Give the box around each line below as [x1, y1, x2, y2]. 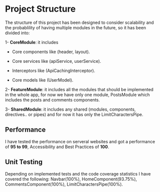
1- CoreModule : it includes [5, 39, 59, 45]
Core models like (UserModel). [12, 77, 74, 83]
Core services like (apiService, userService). [12, 58, 101, 64]
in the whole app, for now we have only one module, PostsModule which [5, 92, 150, 97]
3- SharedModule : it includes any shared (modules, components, [5, 106, 136, 112]
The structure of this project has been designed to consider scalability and [5, 19, 154, 25]
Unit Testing [5, 158, 43, 166]
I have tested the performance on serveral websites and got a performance [5, 138, 155, 144]
